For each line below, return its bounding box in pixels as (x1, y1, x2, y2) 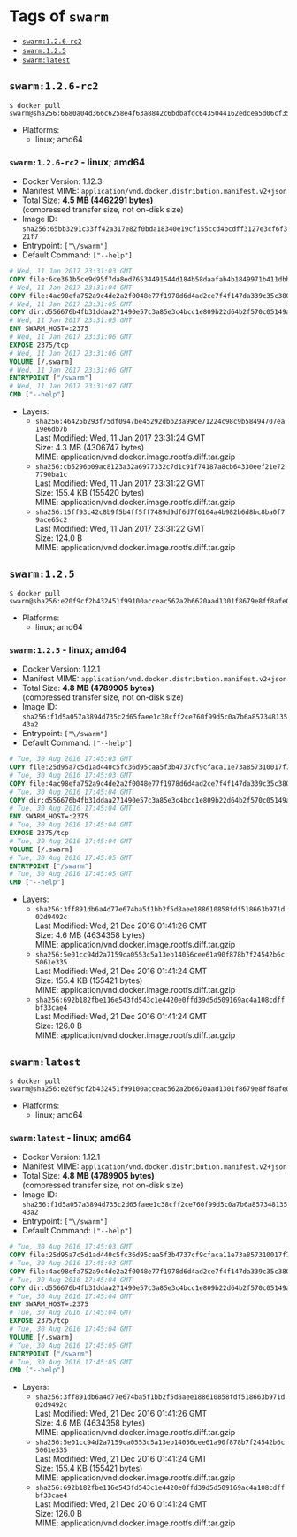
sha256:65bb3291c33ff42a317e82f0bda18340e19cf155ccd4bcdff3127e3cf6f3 (21, 225, 288, 234)
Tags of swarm (9, 6, 109, 27)
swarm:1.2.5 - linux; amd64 (9, 643, 127, 656)
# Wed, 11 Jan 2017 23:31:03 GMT (9, 267, 133, 276)
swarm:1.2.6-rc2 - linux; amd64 (9, 156, 146, 168)
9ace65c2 (34, 516, 68, 525)
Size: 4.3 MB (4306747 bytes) (34, 442, 144, 453)
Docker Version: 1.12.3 (21, 176, 103, 187)
